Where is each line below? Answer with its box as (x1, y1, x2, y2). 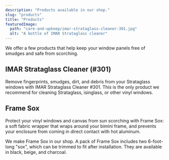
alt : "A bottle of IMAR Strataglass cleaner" (10, 31, 108, 36)
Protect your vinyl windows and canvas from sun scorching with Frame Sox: (5, 117, 164, 123)
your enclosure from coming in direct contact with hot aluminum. (5, 128, 141, 135)
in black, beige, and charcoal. (5, 149, 67, 155)
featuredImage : (5, 21, 38, 27)
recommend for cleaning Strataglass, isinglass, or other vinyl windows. (5, 89, 153, 95)
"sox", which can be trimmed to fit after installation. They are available (15, 143, 162, 150)
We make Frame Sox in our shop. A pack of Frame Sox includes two (5, 138, 147, 144)
